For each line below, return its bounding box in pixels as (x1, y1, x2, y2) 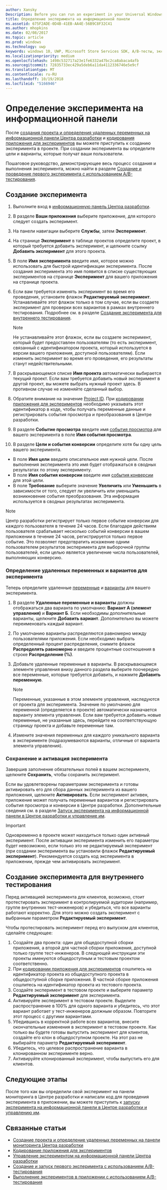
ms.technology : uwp (5, 44, 46, 49)
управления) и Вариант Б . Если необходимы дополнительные (12, 610, 146, 616)
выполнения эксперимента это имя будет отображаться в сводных (12, 461, 157, 467)
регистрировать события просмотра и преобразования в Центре (12, 412, 152, 418)
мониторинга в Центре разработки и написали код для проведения (5, 1094, 149, 1100)
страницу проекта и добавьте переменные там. (12, 722, 114, 728)
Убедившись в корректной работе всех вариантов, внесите (12, 1019, 139, 1025)
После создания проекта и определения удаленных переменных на (5, 130, 150, 136)
